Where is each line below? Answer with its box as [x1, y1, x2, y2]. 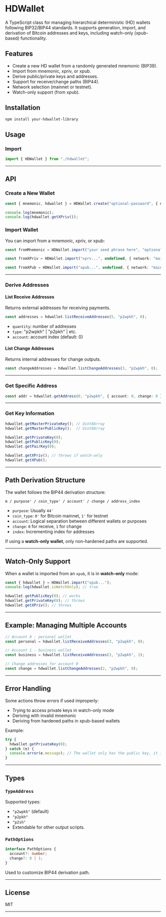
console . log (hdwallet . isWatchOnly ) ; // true [5, 585, 98, 589]
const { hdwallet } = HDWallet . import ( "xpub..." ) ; [5, 580, 112, 585]
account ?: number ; [9, 851, 48, 856]
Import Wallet [5, 226, 39, 233]
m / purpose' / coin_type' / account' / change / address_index [5, 499, 140, 504]
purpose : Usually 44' [12, 507, 53, 514]
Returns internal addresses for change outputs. [5, 356, 101, 362]
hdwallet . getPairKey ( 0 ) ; [5, 444, 56, 449]
